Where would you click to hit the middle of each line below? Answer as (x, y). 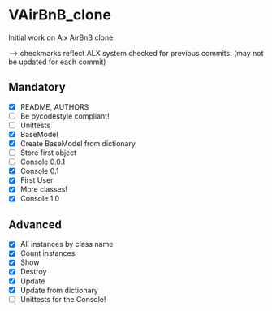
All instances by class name (67, 244)
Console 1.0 (40, 199)
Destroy (33, 272)
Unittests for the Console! (63, 299)
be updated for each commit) (57, 62)
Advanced (35, 225)
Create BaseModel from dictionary (78, 143)
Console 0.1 (39, 171)
